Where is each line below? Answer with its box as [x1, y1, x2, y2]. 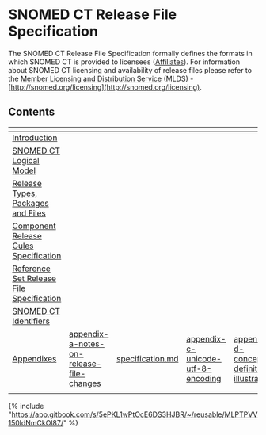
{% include [8, 401, 44, 410]
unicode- [185, 353, 222, 364]
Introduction [12, 132, 58, 143]
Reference [12, 263, 51, 274]
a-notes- [68, 338, 105, 349]
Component [12, 220, 57, 231]
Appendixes [12, 353, 57, 364]
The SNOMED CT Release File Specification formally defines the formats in [8, 48, 253, 58]
